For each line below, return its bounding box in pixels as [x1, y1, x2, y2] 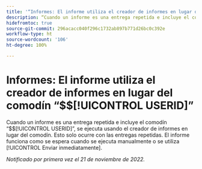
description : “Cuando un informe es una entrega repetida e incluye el [6, 14, 189, 20]
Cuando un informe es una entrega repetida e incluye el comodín [6, 118, 167, 126]
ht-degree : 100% [6, 43, 47, 49]
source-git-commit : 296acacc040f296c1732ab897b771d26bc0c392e [6, 25, 165, 32]
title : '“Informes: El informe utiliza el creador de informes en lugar [6, 8, 192, 15]
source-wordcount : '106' [6, 37, 69, 43]
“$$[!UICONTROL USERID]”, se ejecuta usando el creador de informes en [6, 125, 188, 132]
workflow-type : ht [6, 31, 52, 37]
